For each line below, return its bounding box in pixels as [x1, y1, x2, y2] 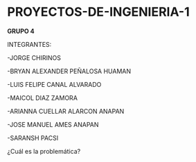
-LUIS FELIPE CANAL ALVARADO [7, 80, 102, 88]
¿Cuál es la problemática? [7, 147, 81, 155]
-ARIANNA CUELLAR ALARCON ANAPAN [7, 107, 125, 115]
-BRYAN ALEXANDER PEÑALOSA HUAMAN [7, 67, 132, 75]
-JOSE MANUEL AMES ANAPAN [7, 120, 99, 128]
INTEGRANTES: [7, 40, 52, 48]
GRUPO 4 [7, 27, 35, 35]
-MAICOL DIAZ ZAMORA [7, 94, 78, 102]
